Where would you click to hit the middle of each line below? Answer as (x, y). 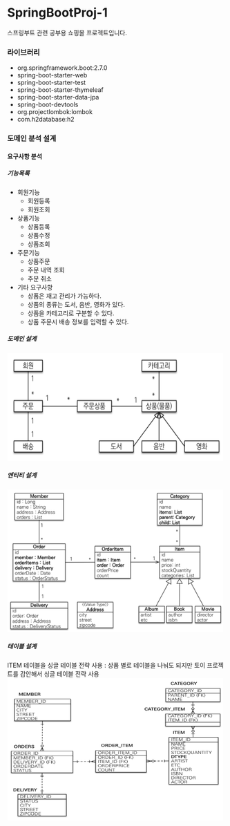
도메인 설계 (22, 339)
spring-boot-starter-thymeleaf (60, 90)
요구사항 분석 (25, 156)
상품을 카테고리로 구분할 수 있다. (71, 313)
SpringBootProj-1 (58, 13)
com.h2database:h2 (46, 120)
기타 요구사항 (35, 287)
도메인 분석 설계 (32, 138)
